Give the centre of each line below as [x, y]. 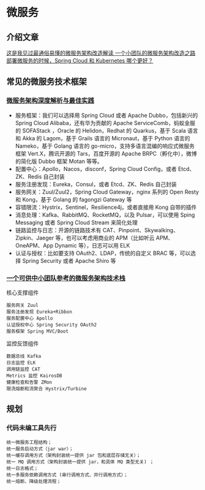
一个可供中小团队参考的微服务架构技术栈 [66, 278]
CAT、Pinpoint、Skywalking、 [141, 230]
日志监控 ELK [21, 363]
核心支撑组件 [22, 292]
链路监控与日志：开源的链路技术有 [58, 230]
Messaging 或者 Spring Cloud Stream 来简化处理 [76, 222]
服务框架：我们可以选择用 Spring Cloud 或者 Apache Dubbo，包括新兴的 [106, 115]
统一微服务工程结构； [29, 442]
